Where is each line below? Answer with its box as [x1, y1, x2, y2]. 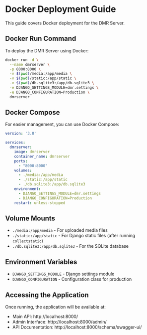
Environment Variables [5, 258, 77, 266]
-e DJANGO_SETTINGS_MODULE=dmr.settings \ [9, 85, 99, 90]
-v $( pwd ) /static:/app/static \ [9, 76, 77, 81]
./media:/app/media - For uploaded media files [12, 227, 108, 233]
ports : [14, 159, 28, 164]
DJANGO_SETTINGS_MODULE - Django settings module [12, 271, 115, 277]
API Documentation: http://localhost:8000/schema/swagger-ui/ [12, 324, 142, 330]
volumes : [14, 168, 32, 173]
